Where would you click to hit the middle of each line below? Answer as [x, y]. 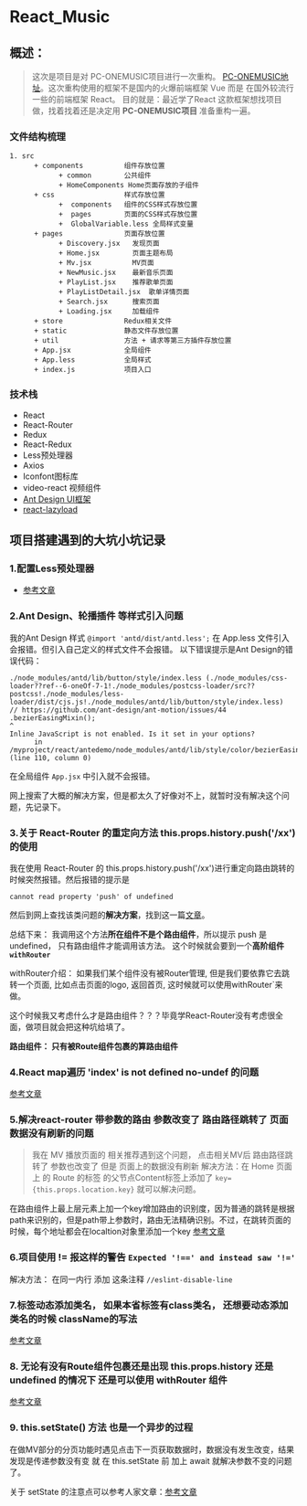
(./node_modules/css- [246, 678]
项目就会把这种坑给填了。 [81, 1026]
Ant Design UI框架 [57, 499]
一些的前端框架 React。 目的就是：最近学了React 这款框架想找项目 [157, 99]
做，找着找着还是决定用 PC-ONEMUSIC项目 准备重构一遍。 [143, 111]
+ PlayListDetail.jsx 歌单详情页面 [124, 292]
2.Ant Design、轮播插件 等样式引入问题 [96, 616]
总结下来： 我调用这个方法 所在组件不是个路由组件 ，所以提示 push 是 [138, 934]
